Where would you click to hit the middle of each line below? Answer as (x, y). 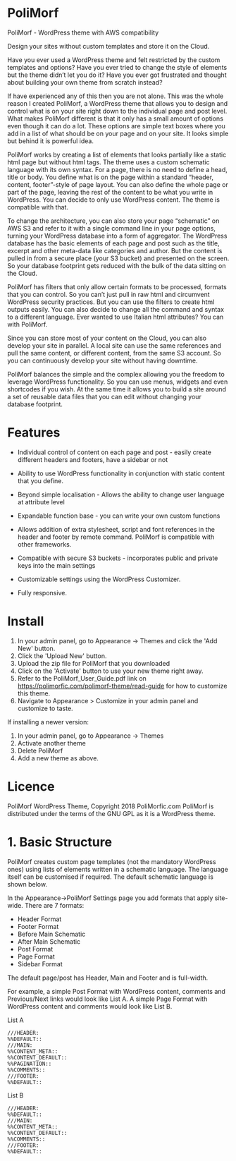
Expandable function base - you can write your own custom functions (119, 516)
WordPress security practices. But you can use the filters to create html (111, 302)
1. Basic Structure (60, 842)
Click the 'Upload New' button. (62, 656)
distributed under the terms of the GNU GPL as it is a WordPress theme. (111, 813)
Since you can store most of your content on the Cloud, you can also (107, 338)
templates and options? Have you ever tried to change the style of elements (117, 67)
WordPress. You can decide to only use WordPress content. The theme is (114, 200)
